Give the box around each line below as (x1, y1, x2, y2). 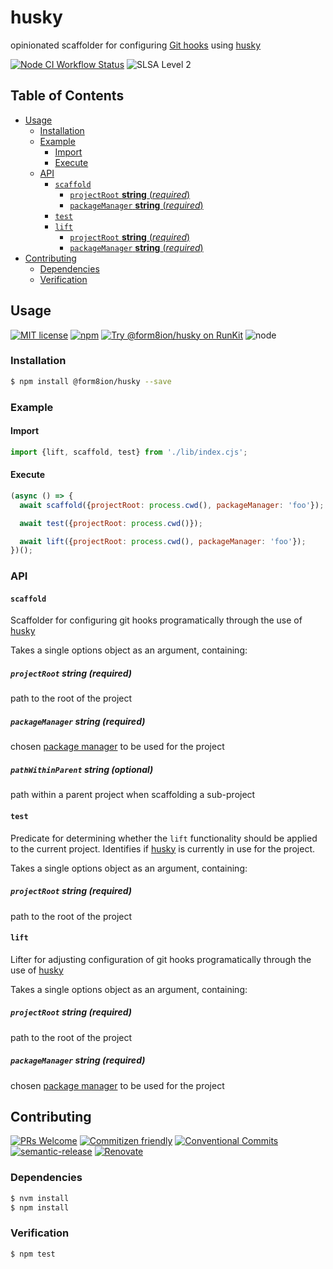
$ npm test (10, 1249, 56, 1259)
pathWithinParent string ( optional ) (10, 763, 154, 775)
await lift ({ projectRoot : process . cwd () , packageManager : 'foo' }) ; (19, 536, 307, 546)
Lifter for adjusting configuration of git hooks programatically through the (10, 953, 312, 965)
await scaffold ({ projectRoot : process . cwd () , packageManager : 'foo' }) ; (19, 500, 325, 510)
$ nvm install (10, 1193, 70, 1203)
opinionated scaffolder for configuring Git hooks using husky (10, 39, 262, 51)
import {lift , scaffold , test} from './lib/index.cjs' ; (10, 447, 248, 457)
